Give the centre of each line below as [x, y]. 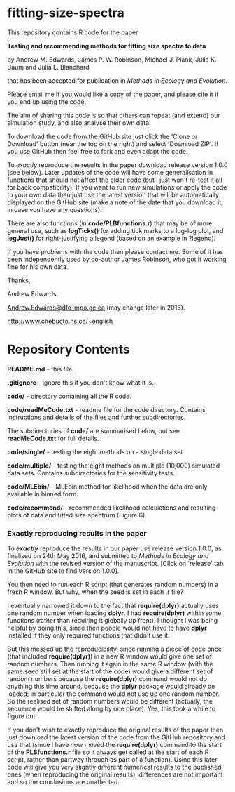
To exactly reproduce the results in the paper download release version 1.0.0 [117, 165]
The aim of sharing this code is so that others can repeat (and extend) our [114, 115]
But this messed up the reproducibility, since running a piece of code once [115, 649]
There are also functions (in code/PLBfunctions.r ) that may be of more [110, 223]
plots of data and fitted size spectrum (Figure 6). [77, 515]
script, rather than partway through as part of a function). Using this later [112, 760]
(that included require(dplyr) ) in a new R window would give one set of [109, 656]
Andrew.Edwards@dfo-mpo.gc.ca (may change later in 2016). [96, 308]
